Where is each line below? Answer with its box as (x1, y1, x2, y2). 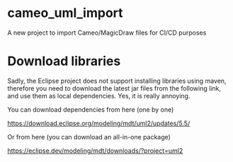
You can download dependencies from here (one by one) (7, 105, 174, 114)
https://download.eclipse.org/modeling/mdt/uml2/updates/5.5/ (7, 119, 191, 127)
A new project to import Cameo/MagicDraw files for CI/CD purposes (7, 28, 207, 37)
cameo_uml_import (7, 5, 123, 21)
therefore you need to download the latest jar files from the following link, (7, 83, 222, 93)
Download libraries (7, 53, 121, 69)
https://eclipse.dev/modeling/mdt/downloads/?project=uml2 (7, 146, 183, 155)
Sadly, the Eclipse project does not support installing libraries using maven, (7, 76, 227, 85)
